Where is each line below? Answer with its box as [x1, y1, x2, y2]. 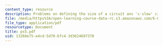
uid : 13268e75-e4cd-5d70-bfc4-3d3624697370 [5, 34, 95, 39]
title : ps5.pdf [5, 29, 36, 34]
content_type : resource [5, 7, 53, 12]
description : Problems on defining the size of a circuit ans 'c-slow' [5, 11, 153, 16]
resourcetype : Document [5, 25, 53, 30]
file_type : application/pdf [5, 20, 62, 25]
